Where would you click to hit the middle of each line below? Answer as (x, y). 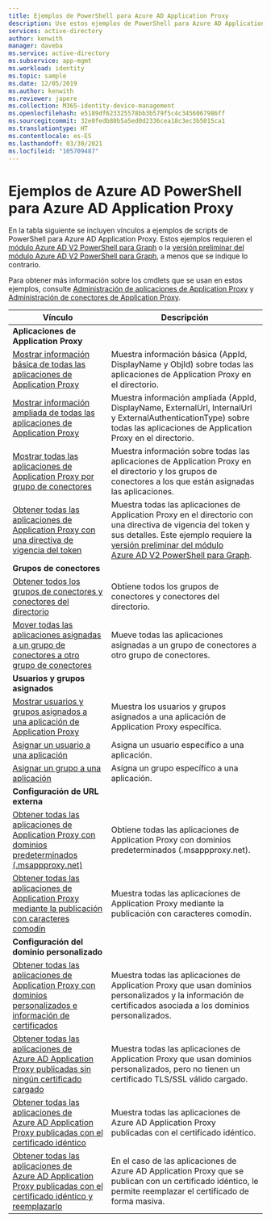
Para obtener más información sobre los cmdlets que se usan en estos (126, 280)
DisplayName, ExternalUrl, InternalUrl (181, 408)
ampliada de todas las (54, 413)
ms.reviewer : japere (43, 99)
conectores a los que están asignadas (183, 481)
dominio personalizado (58, 952)
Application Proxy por (53, 477)
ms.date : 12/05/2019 (43, 83)
